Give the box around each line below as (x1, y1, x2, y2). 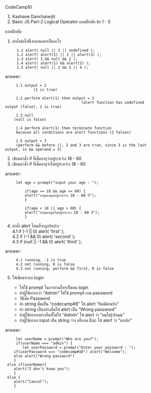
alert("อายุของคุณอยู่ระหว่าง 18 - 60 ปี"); (24, 193, 97, 198)
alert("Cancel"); (14, 379, 49, 384)
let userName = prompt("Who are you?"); (16, 336, 99, 341)
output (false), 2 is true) (5, 104, 62, 109)
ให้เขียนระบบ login (12, 275, 44, 280)
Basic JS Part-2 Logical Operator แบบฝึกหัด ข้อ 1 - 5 (12, 19, 111, 24)
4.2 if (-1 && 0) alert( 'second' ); (12, 234, 76, 239)
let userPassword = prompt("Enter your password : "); (22, 345, 136, 350)
